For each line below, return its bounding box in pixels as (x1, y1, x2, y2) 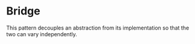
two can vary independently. (6, 30, 77, 37)
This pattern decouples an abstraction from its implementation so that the (6, 24, 190, 31)
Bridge (6, 4, 40, 18)
